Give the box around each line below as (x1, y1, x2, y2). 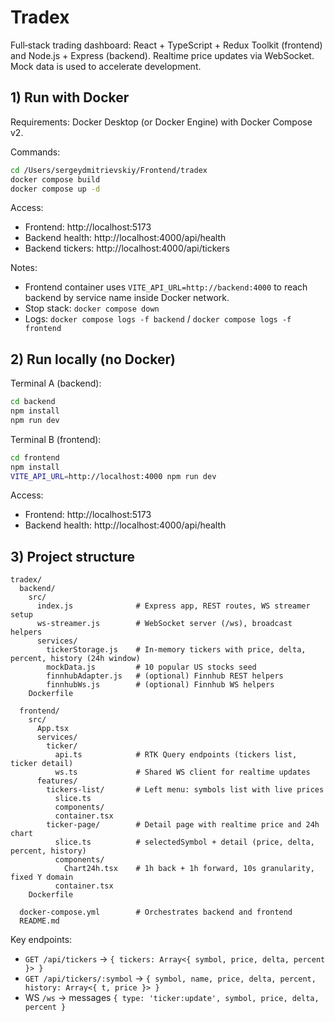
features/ (36, 776, 78, 786)
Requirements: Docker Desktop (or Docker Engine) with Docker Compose (10, 116, 313, 128)
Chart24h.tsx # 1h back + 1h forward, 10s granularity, (63, 864, 315, 874)
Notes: (10, 262, 38, 274)
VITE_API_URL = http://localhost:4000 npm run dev (10, 471, 217, 481)
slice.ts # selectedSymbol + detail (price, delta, (54, 837, 315, 848)
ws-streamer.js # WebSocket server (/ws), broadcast (36, 619, 293, 629)
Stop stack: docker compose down (24, 302, 160, 315)
